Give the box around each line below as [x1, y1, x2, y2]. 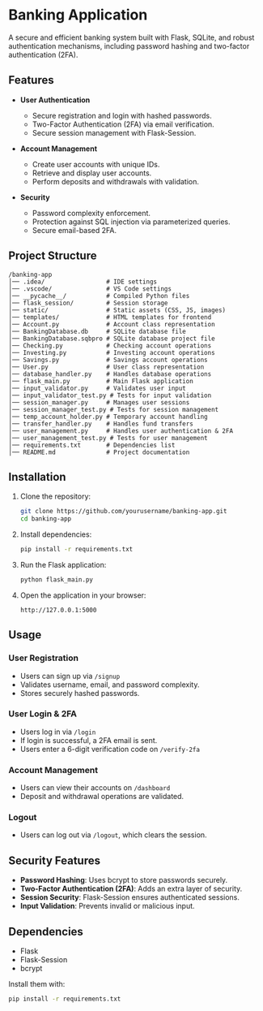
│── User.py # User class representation [8, 363, 205, 371]
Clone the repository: [19, 491, 91, 501]
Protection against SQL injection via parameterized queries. [32, 217, 231, 227]
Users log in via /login [19, 727, 96, 737]
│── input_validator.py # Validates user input [8, 384, 186, 392]
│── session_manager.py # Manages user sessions [8, 398, 190, 407]
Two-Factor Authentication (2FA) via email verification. [32, 119, 214, 129]
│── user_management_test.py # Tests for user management [8, 434, 208, 442]
